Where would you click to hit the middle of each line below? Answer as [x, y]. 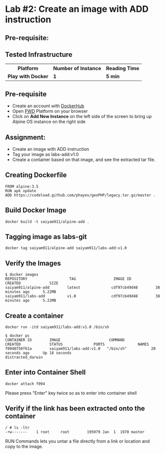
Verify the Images [33, 263]
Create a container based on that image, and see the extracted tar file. [84, 160]
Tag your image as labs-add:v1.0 [45, 155]
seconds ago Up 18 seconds [38, 353]
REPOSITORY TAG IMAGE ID [68, 279]
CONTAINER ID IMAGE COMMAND [65, 340]
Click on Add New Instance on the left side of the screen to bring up [82, 117]
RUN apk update [21, 191]
